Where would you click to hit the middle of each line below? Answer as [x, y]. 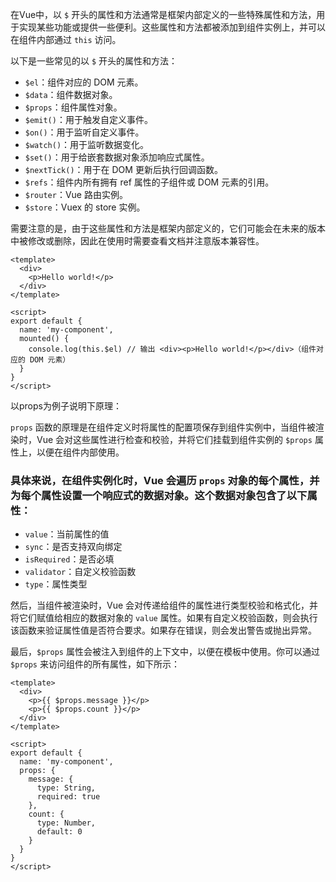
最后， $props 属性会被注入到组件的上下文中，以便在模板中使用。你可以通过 [165, 652]
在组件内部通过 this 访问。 [66, 39]
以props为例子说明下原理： [66, 406]
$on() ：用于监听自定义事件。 [84, 132]
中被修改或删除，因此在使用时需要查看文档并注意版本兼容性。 [137, 241]
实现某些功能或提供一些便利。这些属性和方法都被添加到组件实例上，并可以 [172, 27]
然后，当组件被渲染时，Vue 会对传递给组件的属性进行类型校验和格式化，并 [164, 605]
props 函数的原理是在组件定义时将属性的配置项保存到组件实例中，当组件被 [163, 427]
